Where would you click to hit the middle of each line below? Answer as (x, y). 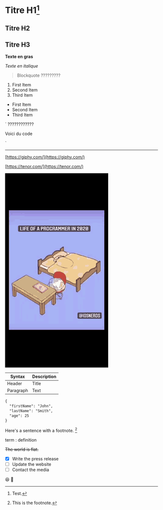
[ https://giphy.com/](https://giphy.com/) (45, 157)
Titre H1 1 (22, 9)
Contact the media (31, 470)
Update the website (32, 464)
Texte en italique (22, 66)
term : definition (21, 440)
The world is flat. (22, 449)
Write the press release (35, 459)
